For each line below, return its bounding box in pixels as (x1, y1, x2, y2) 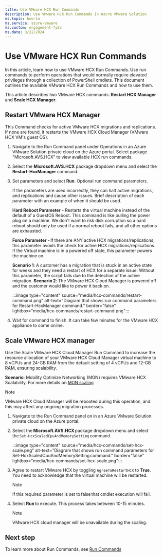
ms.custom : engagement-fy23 (5, 25, 62, 30)
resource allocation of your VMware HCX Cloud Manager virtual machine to (5, 355, 157, 360)
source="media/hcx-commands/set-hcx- (61, 442, 144, 448)
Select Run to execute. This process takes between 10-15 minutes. (12, 501, 145, 506)
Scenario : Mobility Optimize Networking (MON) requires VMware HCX (5, 374, 146, 380)
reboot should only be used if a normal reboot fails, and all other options (12, 222, 157, 229)
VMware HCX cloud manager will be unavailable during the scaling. (12, 519, 147, 525)
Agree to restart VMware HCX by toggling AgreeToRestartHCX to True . (12, 467, 151, 473)
